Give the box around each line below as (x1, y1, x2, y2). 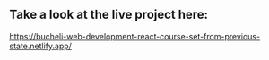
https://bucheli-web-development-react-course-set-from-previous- (9, 30, 261, 41)
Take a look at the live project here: (9, 7, 209, 22)
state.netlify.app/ (9, 40, 72, 51)
